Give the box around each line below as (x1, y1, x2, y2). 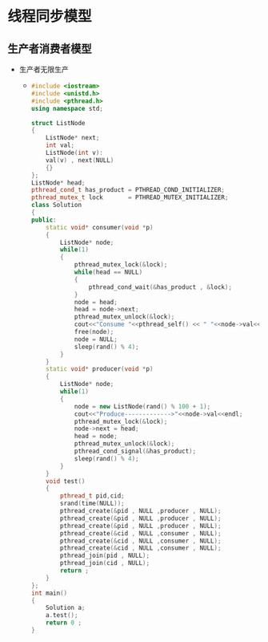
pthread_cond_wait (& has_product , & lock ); (88, 282, 233, 291)
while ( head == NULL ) (74, 268, 143, 276)
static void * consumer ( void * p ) (46, 223, 154, 231)
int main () (30, 589, 68, 597)
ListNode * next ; (46, 134, 100, 142)
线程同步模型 (7, 7, 93, 26)
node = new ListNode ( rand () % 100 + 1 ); (74, 402, 211, 410)
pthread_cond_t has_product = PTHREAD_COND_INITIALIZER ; (30, 186, 226, 194)
